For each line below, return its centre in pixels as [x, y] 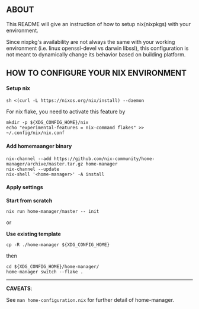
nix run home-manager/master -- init [53, 211]
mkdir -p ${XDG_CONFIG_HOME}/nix [47, 123]
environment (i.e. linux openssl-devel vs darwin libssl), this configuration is [97, 48]
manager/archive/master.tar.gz [45, 164]
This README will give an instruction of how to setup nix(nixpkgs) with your [99, 24]
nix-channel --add [29, 159]
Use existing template [33, 234]
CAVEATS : [19, 288]
